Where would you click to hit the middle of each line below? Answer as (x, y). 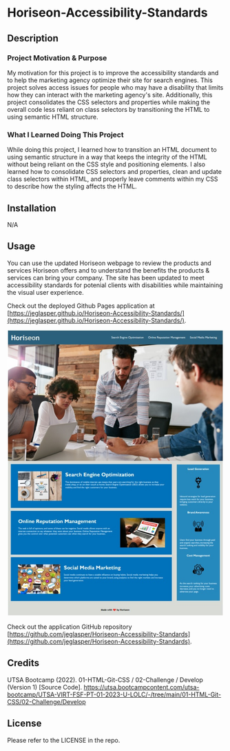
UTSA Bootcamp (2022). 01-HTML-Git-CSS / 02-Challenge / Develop (105, 680)
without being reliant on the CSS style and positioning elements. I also (106, 164)
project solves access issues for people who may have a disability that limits (115, 87)
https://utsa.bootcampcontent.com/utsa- (142, 687)
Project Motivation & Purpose (57, 58)
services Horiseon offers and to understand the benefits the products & (108, 270)
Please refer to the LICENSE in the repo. (64, 740)
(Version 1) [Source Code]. (45, 687)
